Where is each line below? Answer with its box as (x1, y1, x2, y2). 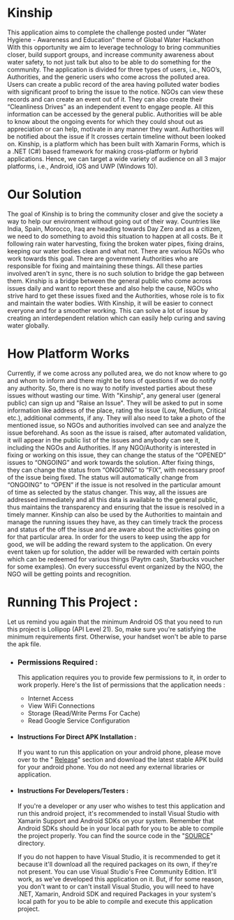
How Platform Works (7, 346, 130, 362)
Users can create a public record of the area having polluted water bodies (7, 80, 220, 88)
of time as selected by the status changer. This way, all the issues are (7, 488, 207, 496)
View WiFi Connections (27, 702, 96, 710)
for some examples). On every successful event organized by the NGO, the (7, 562, 224, 571)
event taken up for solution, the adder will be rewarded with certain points (7, 548, 220, 556)
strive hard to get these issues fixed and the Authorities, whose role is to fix (7, 291, 225, 300)
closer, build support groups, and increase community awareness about (7, 50, 214, 59)
